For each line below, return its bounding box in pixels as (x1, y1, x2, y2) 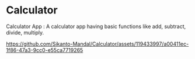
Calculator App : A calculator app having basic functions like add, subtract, (6, 23, 186, 30)
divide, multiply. (6, 29, 44, 36)
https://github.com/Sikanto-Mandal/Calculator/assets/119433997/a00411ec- (6, 40, 189, 47)
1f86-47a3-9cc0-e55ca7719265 (6, 46, 83, 53)
